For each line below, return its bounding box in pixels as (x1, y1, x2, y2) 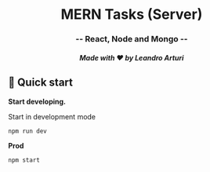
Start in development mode (8, 112, 96, 121)
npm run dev (8, 127, 47, 135)
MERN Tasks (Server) (60, 5, 203, 24)
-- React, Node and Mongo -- (75, 34, 188, 45)
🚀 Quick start (8, 76, 73, 90)
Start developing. (8, 97, 67, 106)
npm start (8, 156, 41, 164)
